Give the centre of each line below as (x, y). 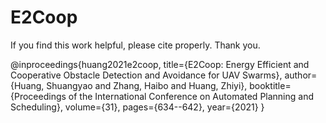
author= (301, 75)
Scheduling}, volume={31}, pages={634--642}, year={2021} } (137, 107)
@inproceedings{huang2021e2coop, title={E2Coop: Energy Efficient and (160, 64)
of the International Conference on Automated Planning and (191, 96)
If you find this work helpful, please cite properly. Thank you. (135, 45)
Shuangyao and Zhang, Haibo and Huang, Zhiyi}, (147, 85)
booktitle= (270, 85)
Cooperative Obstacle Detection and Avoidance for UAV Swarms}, (146, 75)
